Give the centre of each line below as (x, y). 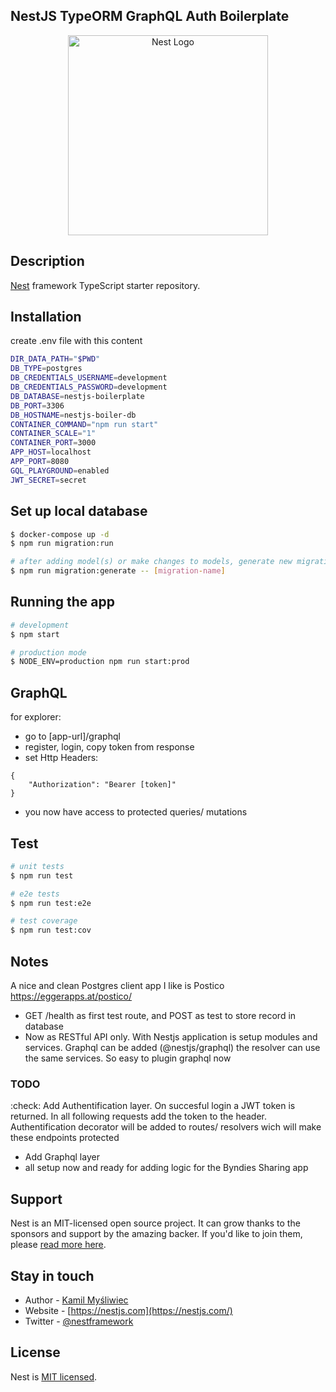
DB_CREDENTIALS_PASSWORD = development (89, 387)
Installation (46, 317)
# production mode (48, 652)
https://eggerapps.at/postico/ (71, 996)
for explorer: (36, 717)
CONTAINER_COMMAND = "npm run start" (84, 424)
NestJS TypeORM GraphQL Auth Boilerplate (150, 16)
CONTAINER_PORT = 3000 (53, 443)
